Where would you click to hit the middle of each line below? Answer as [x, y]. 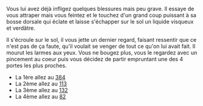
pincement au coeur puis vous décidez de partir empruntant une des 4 [95, 59]
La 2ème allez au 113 [41, 84]
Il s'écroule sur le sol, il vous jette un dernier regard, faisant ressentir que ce [101, 40]
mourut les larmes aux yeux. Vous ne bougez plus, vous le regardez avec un [102, 53]
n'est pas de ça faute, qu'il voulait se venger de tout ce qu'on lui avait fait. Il [101, 46]
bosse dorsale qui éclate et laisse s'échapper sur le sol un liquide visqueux [100, 22]
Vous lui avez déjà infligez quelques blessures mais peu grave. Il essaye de [100, 9]
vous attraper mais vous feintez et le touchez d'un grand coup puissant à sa [101, 15]
